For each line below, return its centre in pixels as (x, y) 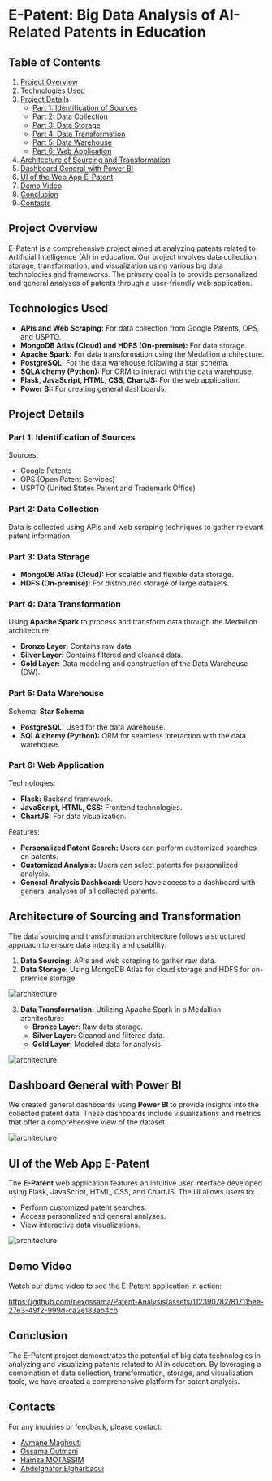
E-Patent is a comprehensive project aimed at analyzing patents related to (132, 248)
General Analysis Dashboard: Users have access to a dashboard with (138, 882)
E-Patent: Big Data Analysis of (112, 15)
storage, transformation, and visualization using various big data (116, 265)
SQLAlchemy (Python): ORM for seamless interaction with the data (133, 735)
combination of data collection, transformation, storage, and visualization (131, 1373)
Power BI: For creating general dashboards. (93, 388)
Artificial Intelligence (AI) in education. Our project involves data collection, (134, 256)
